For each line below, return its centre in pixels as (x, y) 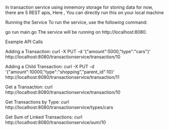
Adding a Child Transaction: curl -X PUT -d (50, 67)
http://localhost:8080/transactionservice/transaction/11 (62, 77)
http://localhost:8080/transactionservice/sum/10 (55, 122)
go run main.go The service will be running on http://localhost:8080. (76, 32)
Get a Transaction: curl (29, 87)
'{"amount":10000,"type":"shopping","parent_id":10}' (60, 72)
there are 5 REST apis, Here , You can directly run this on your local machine (84, 13)
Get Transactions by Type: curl (37, 102)
